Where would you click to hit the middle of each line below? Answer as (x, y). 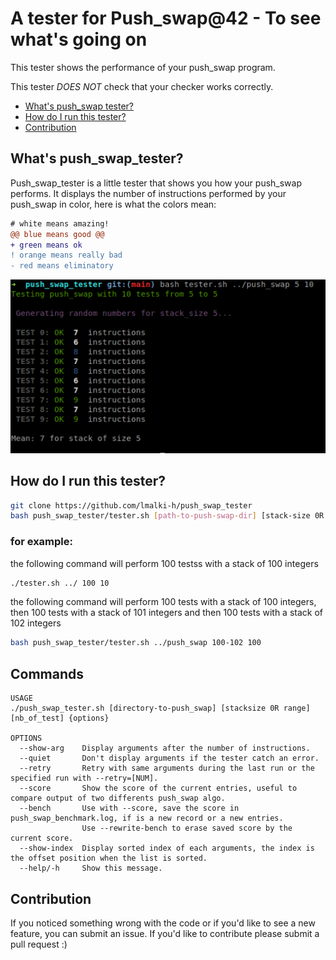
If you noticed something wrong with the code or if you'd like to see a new (163, 923)
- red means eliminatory (62, 266)
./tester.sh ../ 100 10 (60, 583)
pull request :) (39, 944)
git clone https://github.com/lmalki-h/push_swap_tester (131, 505)
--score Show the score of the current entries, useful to (158, 788)
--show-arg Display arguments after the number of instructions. (165, 748)
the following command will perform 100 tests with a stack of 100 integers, (163, 602)
